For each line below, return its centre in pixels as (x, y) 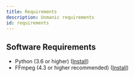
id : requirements (28, 23)
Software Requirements (51, 47)
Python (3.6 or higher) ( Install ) (52, 61)
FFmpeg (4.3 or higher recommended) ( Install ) (72, 68)
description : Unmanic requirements (50, 17)
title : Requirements (32, 12)
